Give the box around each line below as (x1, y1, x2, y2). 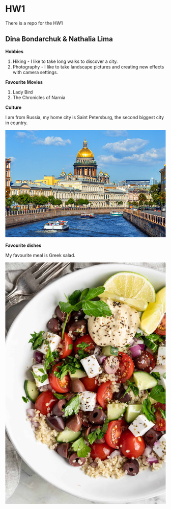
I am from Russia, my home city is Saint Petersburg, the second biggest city (5, 114, 164, 120)
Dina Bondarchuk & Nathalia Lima (5, 35, 113, 43)
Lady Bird (12, 89, 33, 95)
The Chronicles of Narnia (12, 94, 66, 100)
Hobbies (5, 48, 24, 54)
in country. (5, 120, 28, 126)
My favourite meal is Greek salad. (5, 252, 75, 258)
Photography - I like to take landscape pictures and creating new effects (12, 63, 164, 70)
